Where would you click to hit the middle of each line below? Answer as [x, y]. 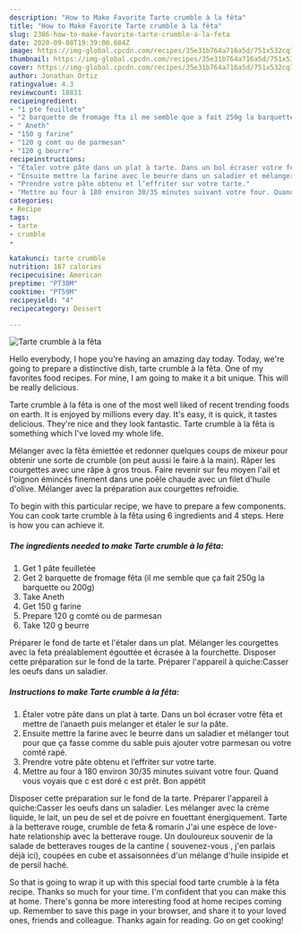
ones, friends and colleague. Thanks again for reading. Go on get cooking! [146, 921]
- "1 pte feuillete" [48, 109]
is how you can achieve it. [57, 526]
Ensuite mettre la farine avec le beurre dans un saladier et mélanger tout [155, 733]
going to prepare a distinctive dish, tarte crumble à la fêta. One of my [137, 369]
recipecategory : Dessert [56, 308]
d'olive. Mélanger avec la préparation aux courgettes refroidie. [125, 489]
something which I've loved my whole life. [86, 433]
